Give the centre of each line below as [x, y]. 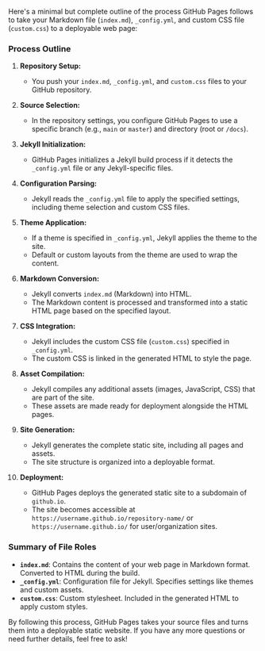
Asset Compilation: [52, 374]
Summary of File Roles [52, 547]
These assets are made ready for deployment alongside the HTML [140, 406]
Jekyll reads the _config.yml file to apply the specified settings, [136, 199]
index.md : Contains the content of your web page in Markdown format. [135, 564]
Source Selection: [50, 105]
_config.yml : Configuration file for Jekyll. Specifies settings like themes [136, 581]
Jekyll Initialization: [53, 144]
